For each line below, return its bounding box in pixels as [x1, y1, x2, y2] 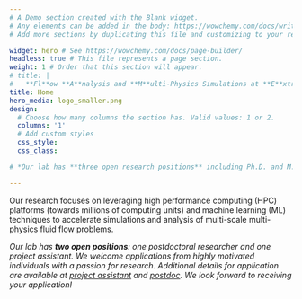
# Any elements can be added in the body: [9, 22, 171, 31]
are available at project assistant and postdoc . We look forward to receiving [9, 269, 292, 280]
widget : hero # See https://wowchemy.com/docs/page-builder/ [9, 46, 244, 55]
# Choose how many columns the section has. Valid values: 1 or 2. [17, 113, 276, 122]
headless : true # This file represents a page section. [9, 55, 223, 64]
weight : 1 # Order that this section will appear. [9, 63, 203, 72]
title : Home [9, 87, 54, 97]
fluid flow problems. [40, 224, 114, 234]
